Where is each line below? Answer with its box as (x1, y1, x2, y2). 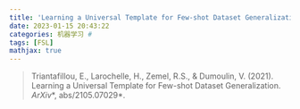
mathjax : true (9, 46, 62, 55)
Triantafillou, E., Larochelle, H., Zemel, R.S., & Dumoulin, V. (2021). (30, 71, 274, 81)
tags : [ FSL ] (9, 38, 54, 47)
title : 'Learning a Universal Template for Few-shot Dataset (9, 13, 242, 22)
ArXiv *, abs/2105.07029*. (30, 90, 126, 101)
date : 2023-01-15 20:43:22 (9, 21, 110, 30)
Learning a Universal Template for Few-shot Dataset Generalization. (30, 80, 281, 91)
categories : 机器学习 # (9, 29, 92, 38)
